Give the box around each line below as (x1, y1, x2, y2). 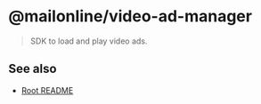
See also (8, 61, 57, 76)
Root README (20, 84, 74, 95)
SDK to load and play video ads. (29, 36, 148, 46)
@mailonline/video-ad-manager (8, 6, 253, 27)
